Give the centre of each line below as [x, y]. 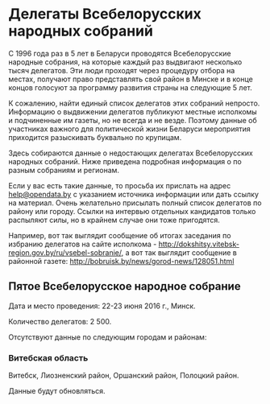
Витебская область [48, 357]
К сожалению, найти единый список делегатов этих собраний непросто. [134, 103]
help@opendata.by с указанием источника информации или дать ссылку [134, 194]
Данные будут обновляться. [57, 391]
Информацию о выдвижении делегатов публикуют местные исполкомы [133, 111]
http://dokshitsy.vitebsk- [199, 244]
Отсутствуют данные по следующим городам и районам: [108, 337]
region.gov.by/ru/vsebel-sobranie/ [65, 252]
